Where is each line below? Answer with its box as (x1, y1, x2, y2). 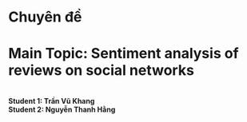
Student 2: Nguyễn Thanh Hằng (8, 104, 116, 115)
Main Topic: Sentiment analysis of (8, 45, 239, 63)
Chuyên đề (8, 8, 82, 26)
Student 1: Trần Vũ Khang (8, 96, 95, 106)
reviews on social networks (8, 61, 194, 80)
